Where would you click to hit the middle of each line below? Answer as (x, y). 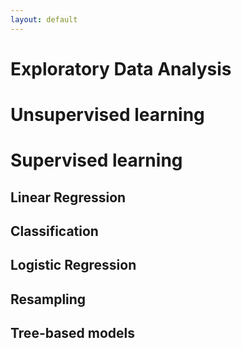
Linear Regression (68, 197)
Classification (54, 231)
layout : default (44, 19)
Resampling (48, 299)
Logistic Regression (73, 265)
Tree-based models (73, 333)
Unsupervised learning (107, 115)
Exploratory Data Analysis (121, 68)
